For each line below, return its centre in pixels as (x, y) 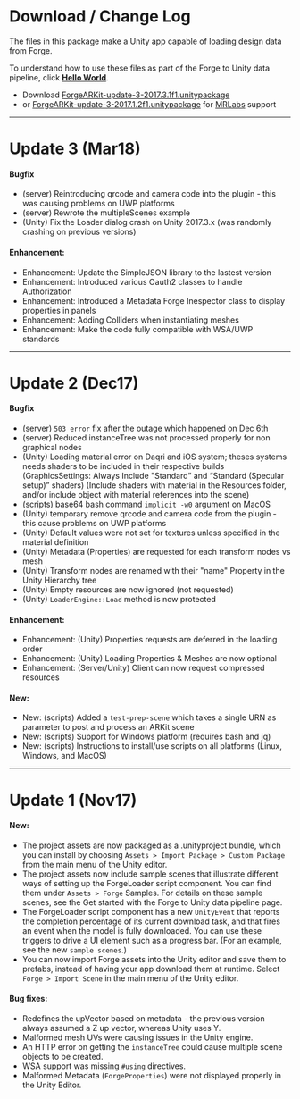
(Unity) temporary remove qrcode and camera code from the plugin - (149, 513)
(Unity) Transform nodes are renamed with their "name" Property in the (154, 570)
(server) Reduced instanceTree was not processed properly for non (146, 437)
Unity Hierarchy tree (59, 580)
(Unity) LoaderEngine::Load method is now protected (119, 599)
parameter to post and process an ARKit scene (108, 727)
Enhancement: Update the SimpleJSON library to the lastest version (147, 272)
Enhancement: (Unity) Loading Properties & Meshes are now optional (149, 659)
